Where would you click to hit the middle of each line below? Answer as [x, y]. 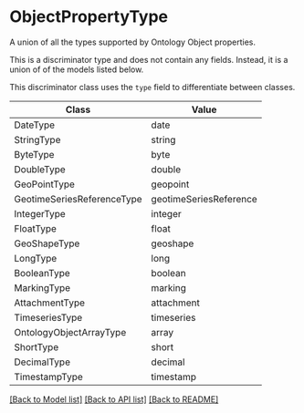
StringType [37, 139]
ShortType [37, 346]
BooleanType [42, 273]
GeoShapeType [47, 243]
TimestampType [49, 377]
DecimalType [42, 362]
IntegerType [40, 213]
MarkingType [42, 287]
